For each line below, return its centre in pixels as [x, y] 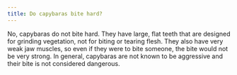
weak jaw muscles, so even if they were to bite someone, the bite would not [118, 48]
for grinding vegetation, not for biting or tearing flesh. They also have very [115, 41]
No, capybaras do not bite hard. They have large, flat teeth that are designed [119, 34]
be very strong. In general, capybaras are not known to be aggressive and [115, 56]
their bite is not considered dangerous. [64, 63]
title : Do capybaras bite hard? [55, 14]
